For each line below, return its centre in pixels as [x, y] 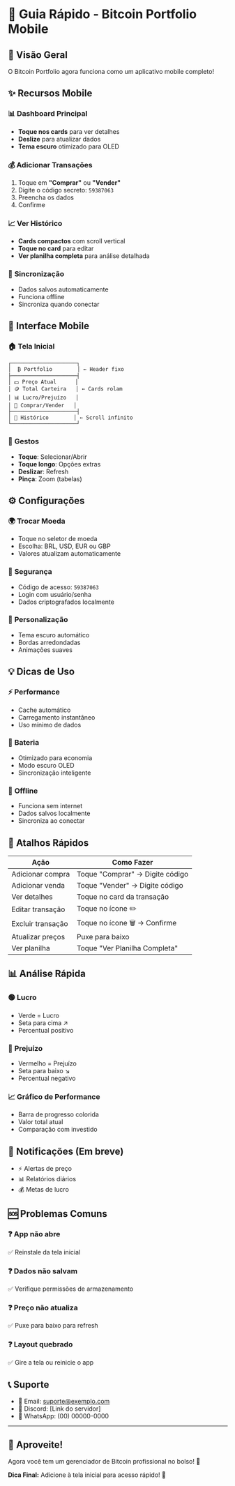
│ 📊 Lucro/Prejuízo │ [44, 398]
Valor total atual [40, 1122]
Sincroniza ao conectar [51, 821]
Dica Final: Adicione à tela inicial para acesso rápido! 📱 [87, 1475]
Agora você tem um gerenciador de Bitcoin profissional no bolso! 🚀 [104, 1462]
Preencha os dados [46, 197]
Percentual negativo [47, 1078]
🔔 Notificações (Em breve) [66, 1151]
